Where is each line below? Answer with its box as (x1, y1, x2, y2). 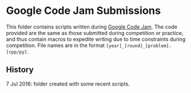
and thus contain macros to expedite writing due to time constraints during (6, 35, 186, 42)
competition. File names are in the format (6, 42, 105, 49)
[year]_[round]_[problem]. (106, 42, 172, 49)
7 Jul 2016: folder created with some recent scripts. (6, 80, 130, 87)
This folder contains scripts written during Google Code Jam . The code (6, 23, 178, 30)
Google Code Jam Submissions (6, 4, 161, 17)
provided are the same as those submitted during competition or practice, (6, 29, 184, 36)
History (6, 65, 34, 75)
